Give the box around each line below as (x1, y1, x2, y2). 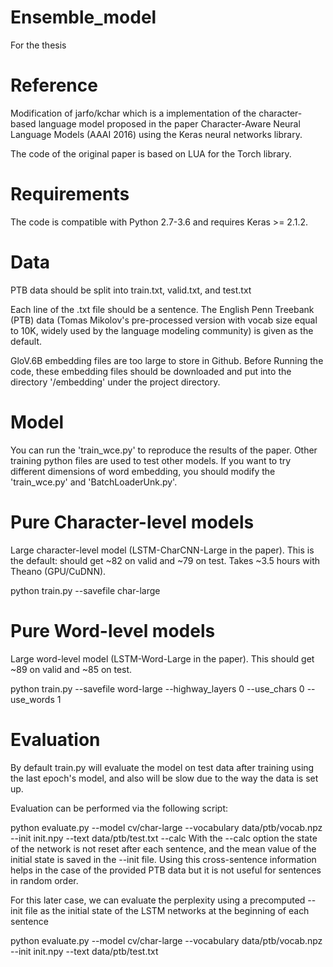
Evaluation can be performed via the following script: (10, 802, 228, 814)
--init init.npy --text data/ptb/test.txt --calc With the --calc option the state (10, 832, 318, 844)
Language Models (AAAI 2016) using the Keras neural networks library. (10, 128, 303, 140)
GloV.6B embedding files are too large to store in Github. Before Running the (10, 354, 324, 366)
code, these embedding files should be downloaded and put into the (10, 365, 292, 377)
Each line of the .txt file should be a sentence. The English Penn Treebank (10, 303, 315, 315)
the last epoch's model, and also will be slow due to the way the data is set (10, 772, 319, 784)
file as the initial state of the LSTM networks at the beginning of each (24, 904, 310, 916)
